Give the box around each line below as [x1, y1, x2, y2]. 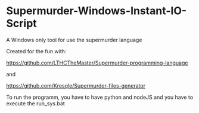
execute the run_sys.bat [6, 99, 66, 107]
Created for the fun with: [6, 47, 67, 54]
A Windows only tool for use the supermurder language [6, 36, 142, 43]
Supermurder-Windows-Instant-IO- [6, 4, 187, 18]
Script [6, 17, 37, 30]
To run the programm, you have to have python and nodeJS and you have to [6, 93, 194, 101]
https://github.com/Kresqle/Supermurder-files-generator [6, 82, 146, 89]
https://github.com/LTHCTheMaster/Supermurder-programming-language [6, 59, 188, 66]
